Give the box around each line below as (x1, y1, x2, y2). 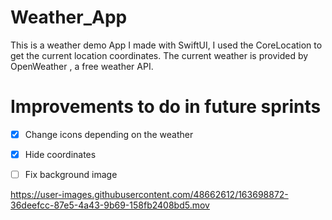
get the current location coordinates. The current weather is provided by (10, 49, 309, 61)
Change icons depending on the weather (24, 128, 194, 140)
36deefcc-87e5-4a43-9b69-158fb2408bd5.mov (10, 199, 210, 211)
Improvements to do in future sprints (10, 96, 322, 118)
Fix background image (24, 169, 118, 180)
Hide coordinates (24, 148, 97, 160)
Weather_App (10, 6, 128, 29)
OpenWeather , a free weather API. (10, 60, 154, 72)
